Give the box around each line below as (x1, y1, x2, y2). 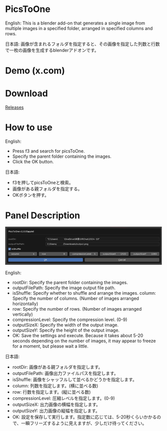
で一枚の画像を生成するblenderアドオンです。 (5, 47, 99, 53)
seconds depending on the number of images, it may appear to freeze (12, 338, 156, 344)
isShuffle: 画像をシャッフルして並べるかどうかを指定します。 (12, 377, 137, 383)
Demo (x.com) (5, 65, 66, 76)
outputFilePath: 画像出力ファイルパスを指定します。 (12, 371, 118, 377)
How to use (5, 122, 53, 133)
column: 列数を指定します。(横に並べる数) (12, 383, 98, 389)
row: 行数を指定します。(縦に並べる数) (12, 389, 91, 395)
